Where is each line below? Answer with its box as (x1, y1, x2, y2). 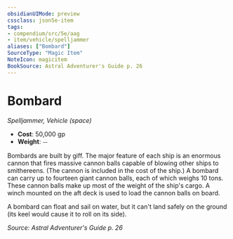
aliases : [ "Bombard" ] (7, 43, 71, 50)
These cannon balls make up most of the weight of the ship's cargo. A (7, 181, 211, 190)
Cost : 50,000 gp (17, 129, 65, 138)
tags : (7, 23, 23, 30)
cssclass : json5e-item (7, 17, 74, 24)
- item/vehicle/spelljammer (7, 37, 90, 44)
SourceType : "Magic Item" (7, 50, 83, 57)
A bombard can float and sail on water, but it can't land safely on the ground (7, 202, 227, 211)
